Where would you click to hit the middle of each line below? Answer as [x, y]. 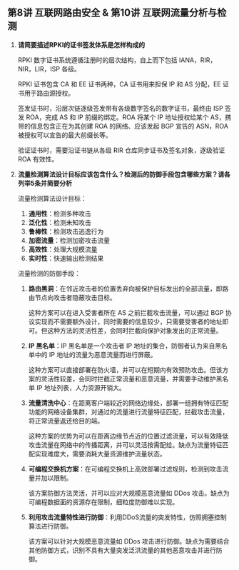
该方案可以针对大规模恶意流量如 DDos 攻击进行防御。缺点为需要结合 [129, 541]
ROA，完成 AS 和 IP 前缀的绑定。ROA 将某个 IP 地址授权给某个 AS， [126, 117]
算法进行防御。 [50, 526]
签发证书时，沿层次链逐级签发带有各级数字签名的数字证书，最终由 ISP [120, 108]
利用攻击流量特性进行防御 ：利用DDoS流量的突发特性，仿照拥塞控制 [127, 517]
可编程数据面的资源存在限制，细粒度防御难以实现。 [103, 501]
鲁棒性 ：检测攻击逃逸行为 [66, 231]
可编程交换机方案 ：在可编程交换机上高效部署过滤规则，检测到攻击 [125, 469]
